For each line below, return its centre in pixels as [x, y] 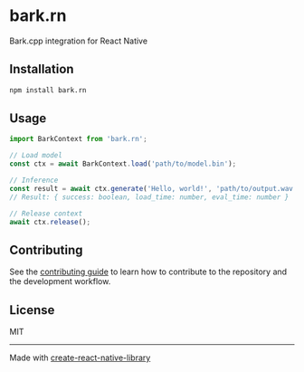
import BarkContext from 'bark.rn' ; [78, 139]
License [32, 310]
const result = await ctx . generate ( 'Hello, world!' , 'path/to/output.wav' [153, 188]
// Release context [46, 214]
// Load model [36, 156]
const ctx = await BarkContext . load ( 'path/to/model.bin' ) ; [123, 164]
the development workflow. [60, 281]
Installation [42, 69]
